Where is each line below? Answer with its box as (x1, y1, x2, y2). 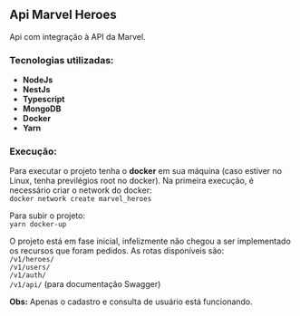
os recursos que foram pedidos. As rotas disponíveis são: (9, 245, 225, 256)
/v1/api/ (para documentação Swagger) (9, 279, 161, 290)
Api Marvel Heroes (9, 7, 117, 23)
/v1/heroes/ (9, 255, 54, 264)
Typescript (22, 94, 65, 105)
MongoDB (22, 103, 62, 114)
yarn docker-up (9, 220, 67, 229)
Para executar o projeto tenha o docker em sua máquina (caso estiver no (9, 166, 283, 177)
